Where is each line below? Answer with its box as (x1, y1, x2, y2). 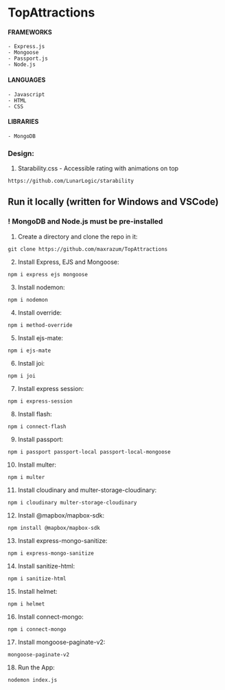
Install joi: (17, 359, 45, 367)
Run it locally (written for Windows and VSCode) (8, 196, 219, 208)
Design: (8, 148, 35, 158)
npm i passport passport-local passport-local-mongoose (8, 448, 171, 455)
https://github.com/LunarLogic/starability (8, 177, 134, 185)
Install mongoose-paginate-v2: (17, 638, 106, 646)
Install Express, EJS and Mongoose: (17, 258, 119, 266)
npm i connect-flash (8, 423, 67, 430)
